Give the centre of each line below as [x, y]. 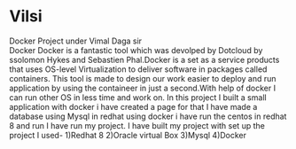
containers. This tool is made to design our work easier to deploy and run [143, 78]
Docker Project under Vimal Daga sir [76, 41]
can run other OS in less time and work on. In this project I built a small [138, 97]
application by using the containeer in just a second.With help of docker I [143, 88]
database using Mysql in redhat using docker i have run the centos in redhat [148, 116]
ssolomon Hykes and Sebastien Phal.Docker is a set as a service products [144, 59]
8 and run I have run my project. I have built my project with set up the [137, 125]
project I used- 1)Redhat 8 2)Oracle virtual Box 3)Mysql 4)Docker [128, 135]
